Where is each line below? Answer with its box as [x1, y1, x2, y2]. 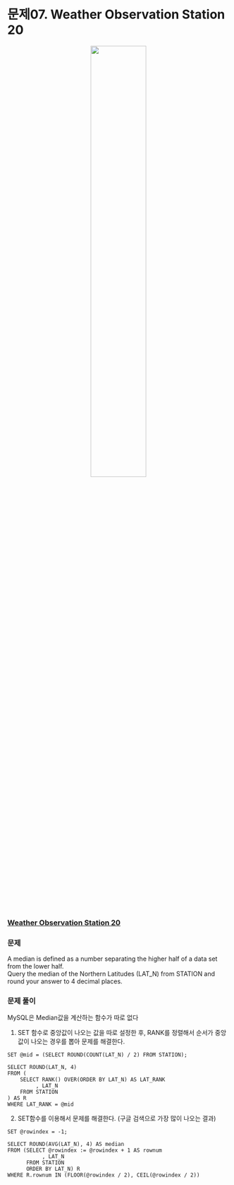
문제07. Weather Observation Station [7, 6, 226, 23]
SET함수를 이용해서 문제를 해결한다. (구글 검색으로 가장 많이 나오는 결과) [17, 1114, 216, 1123]
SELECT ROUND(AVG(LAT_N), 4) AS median [7, 1140, 125, 1148]
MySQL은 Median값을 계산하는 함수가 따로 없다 [7, 1013, 139, 1022]
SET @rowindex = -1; [7, 1128, 68, 1135]
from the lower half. [7, 962, 64, 971]
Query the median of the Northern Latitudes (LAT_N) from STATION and [7, 970, 216, 978]
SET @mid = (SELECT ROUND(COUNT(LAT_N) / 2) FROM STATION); [7, 1051, 188, 1058]
